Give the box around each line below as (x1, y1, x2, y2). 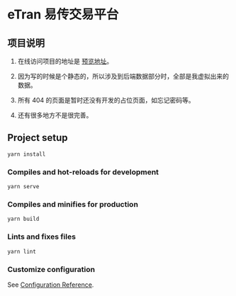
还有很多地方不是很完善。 (17, 111, 93, 119)
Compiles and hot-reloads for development (7, 167, 159, 177)
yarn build (7, 215, 40, 223)
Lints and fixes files (7, 232, 77, 241)
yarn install (7, 150, 46, 158)
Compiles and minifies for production (7, 200, 138, 210)
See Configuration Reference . (7, 280, 94, 289)
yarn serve (7, 183, 40, 190)
